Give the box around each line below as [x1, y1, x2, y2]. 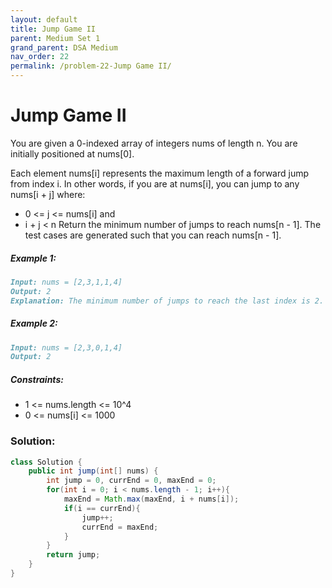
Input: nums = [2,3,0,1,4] [10, 342, 123, 353]
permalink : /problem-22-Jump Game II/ [10, 61, 172, 71]
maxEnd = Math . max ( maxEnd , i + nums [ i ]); [63, 494, 240, 505]
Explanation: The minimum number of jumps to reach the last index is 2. [10, 296, 325, 306]
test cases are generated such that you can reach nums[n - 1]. [24, 229, 282, 241]
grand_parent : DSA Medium [10, 42, 118, 53]
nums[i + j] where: [10, 188, 86, 200]
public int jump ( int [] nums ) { [28, 466, 159, 476]
